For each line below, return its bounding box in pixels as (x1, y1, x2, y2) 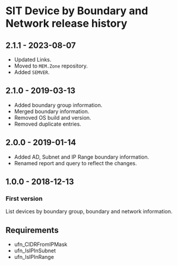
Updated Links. (14, 56, 52, 63)
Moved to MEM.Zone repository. (14, 62, 88, 69)
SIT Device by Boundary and (5, 4, 148, 18)
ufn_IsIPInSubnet (14, 247, 56, 254)
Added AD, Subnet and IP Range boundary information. (14, 153, 150, 161)
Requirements (5, 225, 59, 235)
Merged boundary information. (14, 108, 90, 115)
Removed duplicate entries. (14, 120, 81, 127)
